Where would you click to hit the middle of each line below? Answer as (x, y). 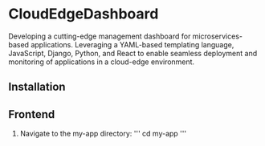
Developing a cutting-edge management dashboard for (100, 36)
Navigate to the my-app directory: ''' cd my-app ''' (103, 134)
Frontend (32, 114)
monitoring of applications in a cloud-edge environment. (102, 62)
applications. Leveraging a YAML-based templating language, (132, 44)
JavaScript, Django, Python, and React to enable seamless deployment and (133, 53)
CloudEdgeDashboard (84, 14)
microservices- (218, 36)
